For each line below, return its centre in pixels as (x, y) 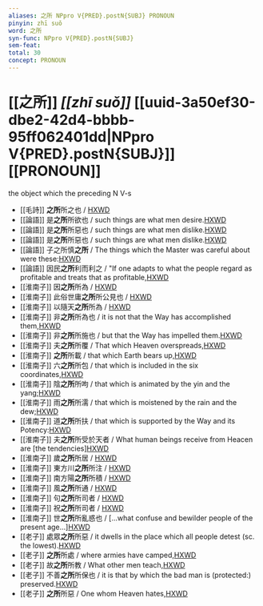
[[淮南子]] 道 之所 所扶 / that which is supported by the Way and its (128, 420)
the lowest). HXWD (50, 545)
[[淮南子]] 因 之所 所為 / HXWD (68, 287)
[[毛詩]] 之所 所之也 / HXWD (65, 210)
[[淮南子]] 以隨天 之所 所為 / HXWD (75, 307)
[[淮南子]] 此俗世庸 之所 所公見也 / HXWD (86, 296)
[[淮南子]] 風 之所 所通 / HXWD (68, 488)
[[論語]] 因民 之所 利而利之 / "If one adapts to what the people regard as (136, 268)
